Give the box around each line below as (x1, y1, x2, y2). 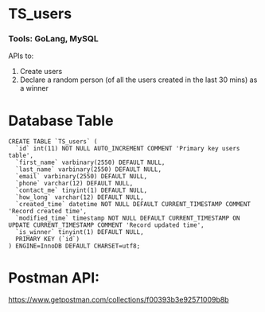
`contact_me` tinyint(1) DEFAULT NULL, (15, 186, 148, 195)
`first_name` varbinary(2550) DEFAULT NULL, (15, 158, 166, 167)
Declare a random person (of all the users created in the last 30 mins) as (19, 75, 258, 84)
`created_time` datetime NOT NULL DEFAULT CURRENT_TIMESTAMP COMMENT (15, 201, 251, 209)
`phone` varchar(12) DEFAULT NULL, (15, 180, 134, 188)
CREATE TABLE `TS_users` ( (8, 138, 98, 146)
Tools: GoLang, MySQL (8, 33, 99, 45)
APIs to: (8, 51, 34, 60)
